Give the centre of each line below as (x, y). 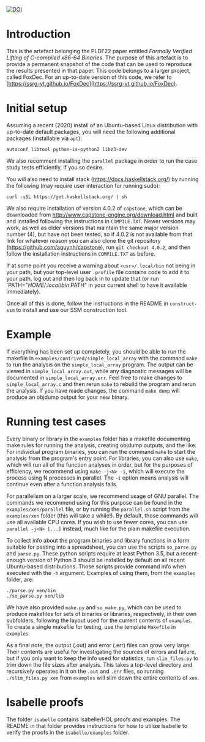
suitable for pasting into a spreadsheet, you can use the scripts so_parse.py (102, 547)
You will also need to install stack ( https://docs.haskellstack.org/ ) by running (102, 179)
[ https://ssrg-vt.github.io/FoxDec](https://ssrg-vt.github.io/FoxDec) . (92, 83)
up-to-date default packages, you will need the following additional (91, 132)
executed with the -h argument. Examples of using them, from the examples (101, 573)
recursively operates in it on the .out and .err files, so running (85, 671)
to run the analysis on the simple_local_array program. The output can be (100, 365)
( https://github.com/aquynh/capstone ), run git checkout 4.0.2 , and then (99, 247)
